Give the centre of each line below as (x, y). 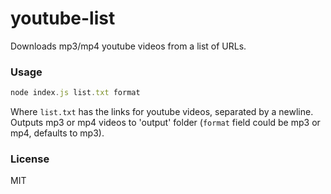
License (30, 159)
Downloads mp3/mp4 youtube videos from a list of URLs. (128, 46)
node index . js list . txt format (75, 93)
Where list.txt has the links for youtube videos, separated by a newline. (162, 112)
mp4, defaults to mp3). (57, 133)
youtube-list (63, 18)
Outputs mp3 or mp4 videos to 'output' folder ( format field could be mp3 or (165, 123)
